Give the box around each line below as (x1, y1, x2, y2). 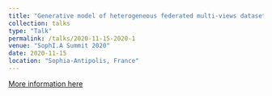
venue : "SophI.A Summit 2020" (8, 42, 111, 50)
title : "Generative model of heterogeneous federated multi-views (8, 11, 237, 20)
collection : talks (8, 19, 70, 27)
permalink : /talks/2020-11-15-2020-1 (8, 34, 136, 43)
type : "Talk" (8, 27, 53, 35)
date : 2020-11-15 (8, 49, 67, 57)
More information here (8, 78, 83, 89)
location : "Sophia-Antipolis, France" (8, 57, 139, 65)
